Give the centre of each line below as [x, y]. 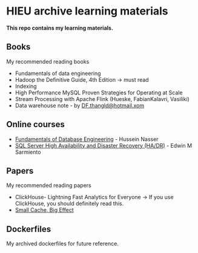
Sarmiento [28, 152]
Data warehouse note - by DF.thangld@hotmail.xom [80, 105]
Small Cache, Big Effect [44, 210]
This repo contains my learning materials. [60, 28]
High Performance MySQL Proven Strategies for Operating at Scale [99, 93]
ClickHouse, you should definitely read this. [69, 203]
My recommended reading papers [49, 185]
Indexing [26, 86]
